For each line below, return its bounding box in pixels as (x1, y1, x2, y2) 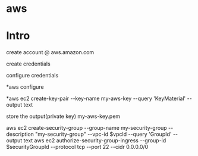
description (6, 130, 34, 138)
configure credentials (6, 72, 59, 79)
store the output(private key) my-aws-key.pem (6, 113, 121, 120)
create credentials (6, 60, 51, 67)
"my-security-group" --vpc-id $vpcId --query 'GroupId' (35, 130, 172, 138)
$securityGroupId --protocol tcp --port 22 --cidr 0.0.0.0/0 (6, 143, 149, 151)
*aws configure (6, 83, 44, 91)
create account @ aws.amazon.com (6, 49, 95, 56)
